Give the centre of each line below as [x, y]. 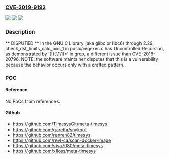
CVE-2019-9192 [25, 7]
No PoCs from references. [33, 101]
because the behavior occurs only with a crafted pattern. [65, 65]
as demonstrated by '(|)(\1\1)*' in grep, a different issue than [68, 54]
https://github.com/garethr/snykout [50, 129]
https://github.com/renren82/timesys [51, 135]
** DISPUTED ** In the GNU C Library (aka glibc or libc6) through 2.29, [80, 43]
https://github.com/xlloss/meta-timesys [54, 151]
